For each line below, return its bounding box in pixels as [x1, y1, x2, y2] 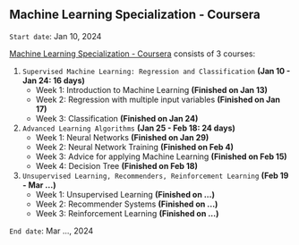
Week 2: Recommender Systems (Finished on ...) [35, 199, 218, 209]
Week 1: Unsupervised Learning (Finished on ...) [35, 189, 215, 199]
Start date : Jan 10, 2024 [9, 30, 102, 41]
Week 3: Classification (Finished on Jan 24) [35, 113, 199, 123]
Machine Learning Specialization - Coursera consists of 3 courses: [9, 48, 256, 59]
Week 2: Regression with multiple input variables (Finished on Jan [35, 94, 280, 105]
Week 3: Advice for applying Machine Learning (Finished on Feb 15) [35, 151, 288, 162]
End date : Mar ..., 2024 [9, 225, 94, 236]
